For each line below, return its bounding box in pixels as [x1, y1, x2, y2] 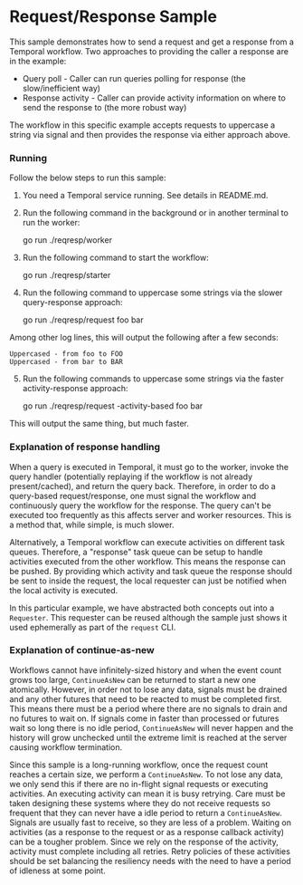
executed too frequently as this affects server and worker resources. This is [9, 509, 292, 520]
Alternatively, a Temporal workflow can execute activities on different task [9, 536, 285, 547]
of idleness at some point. [9, 865, 106, 876]
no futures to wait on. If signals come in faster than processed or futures [9, 713, 279, 724]
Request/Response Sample [9, 6, 218, 27]
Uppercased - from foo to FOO [9, 350, 124, 359]
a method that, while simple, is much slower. [9, 519, 175, 530]
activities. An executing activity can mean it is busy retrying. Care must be [9, 788, 286, 799]
